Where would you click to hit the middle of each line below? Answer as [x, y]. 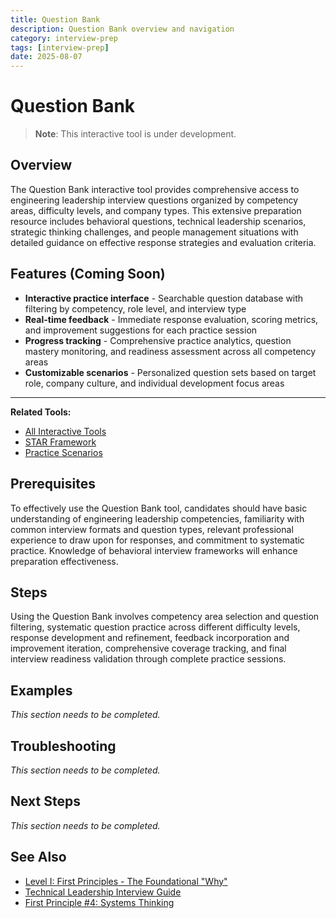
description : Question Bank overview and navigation [122, 29]
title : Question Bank [55, 19]
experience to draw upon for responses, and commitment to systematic [157, 540]
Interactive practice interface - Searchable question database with [164, 298]
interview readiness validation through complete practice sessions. [148, 659]
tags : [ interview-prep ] [60, 47]
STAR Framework [60, 442]
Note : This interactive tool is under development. [135, 134]
